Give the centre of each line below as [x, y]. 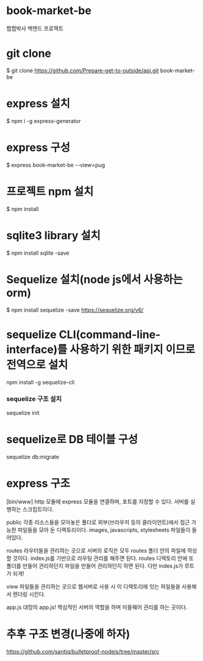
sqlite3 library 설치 [53, 235]
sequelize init [23, 413]
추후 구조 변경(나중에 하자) [68, 634]
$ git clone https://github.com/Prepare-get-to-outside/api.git [83, 70]
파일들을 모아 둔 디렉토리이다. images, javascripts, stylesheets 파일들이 [104, 529]
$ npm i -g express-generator [44, 121]
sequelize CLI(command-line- [84, 334]
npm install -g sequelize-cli [41, 382]
